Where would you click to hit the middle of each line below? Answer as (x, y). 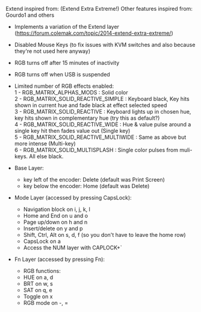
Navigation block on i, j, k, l (57, 209)
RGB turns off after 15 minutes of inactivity (67, 63)
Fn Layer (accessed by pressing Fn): (60, 259)
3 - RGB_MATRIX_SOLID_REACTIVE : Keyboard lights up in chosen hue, (103, 112)
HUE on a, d (38, 277)
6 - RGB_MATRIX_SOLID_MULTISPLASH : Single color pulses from (96, 150)
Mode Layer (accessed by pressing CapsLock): (73, 197)
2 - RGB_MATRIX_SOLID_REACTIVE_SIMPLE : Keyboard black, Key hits (102, 99)
